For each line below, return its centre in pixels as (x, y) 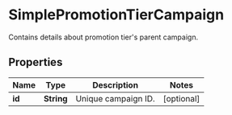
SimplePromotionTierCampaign (116, 15)
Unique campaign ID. (115, 98)
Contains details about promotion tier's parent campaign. (103, 37)
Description (116, 84)
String (55, 98)
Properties (36, 62)
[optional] (181, 98)
